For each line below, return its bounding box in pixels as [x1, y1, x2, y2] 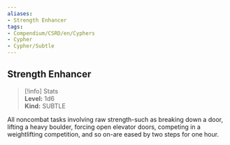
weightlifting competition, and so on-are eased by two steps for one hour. [7, 130, 219, 138]
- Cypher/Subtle [7, 43, 55, 49]
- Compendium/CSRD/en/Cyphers [7, 29, 96, 37]
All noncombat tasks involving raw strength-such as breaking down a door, [7, 115, 224, 123]
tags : [7, 23, 23, 30]
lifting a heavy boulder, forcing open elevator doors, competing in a [7, 123, 201, 131]
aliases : [7, 10, 33, 17]
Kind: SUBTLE [24, 102, 66, 110]
